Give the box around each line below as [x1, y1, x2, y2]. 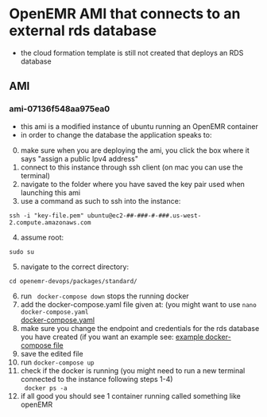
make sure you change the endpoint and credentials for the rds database [20, 323, 260, 333]
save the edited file [20, 349, 83, 358]
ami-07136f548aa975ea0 [9, 103, 110, 115]
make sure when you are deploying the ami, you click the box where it [20, 145, 250, 155]
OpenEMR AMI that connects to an [9, 5, 241, 23]
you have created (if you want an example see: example [20, 332, 204, 341]
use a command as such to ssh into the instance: [20, 196, 181, 205]
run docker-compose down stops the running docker [20, 291, 189, 301]
